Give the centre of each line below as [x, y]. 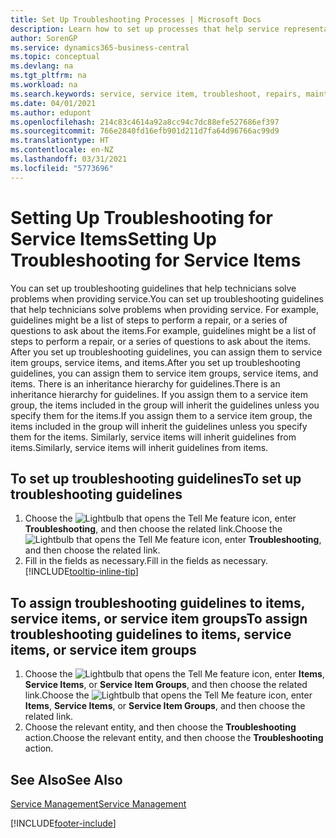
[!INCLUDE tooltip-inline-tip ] [81, 572]
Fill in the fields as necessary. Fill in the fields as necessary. [146, 561]
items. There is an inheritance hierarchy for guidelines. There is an [145, 383]
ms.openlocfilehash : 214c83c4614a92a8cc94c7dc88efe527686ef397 [145, 122]
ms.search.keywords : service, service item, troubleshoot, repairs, [156, 94]
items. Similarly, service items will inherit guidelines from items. [139, 447]
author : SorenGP [44, 38]
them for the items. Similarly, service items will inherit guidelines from [153, 437]
